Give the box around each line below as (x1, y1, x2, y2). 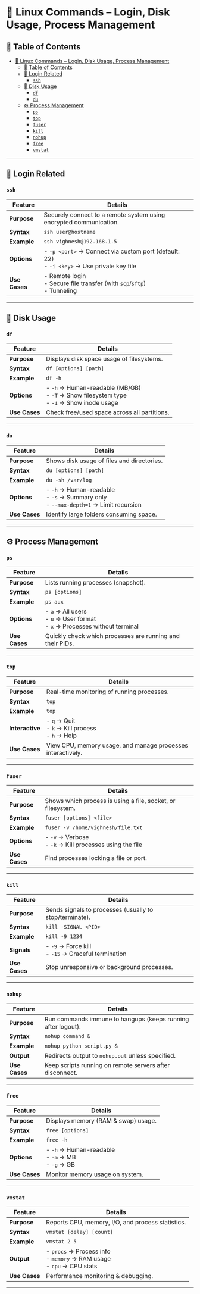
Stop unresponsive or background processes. (45, 963, 173, 971)
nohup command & (44, 1033, 90, 1039)
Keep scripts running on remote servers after (44, 1061, 170, 1069)
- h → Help (46, 732, 77, 740)
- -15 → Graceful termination (45, 949, 127, 958)
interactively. (46, 748, 82, 757)
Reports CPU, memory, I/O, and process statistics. (46, 1218, 186, 1227)
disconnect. (44, 1068, 77, 1077)
